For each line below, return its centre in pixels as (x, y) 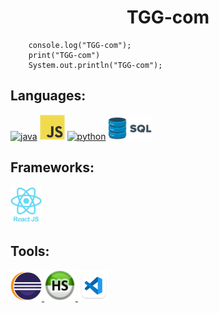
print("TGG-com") (64, 55)
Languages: (48, 96)
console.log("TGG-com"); (80, 45)
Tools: (30, 251)
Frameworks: (52, 167)
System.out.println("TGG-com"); (95, 65)
